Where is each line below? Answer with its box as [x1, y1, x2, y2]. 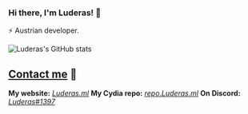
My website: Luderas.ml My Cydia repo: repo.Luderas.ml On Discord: [8, 88, 242, 98]
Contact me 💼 [8, 67, 78, 81]
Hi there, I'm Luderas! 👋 [8, 7, 102, 18]
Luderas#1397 [8, 97, 56, 107]
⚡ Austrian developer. [8, 26, 79, 35]
